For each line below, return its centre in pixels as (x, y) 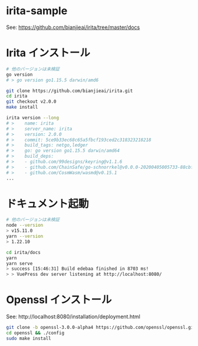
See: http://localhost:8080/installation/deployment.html (73, 316)
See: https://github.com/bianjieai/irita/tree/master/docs (73, 27)
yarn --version (25, 236)
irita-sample (37, 11)
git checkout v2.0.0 (32, 102)
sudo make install (29, 338)
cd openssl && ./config (35, 333)
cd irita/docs (24, 252)
